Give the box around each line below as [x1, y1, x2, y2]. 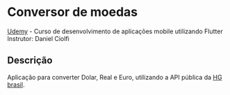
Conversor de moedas [7, 4, 138, 20]
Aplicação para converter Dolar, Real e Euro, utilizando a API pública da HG [7, 73, 222, 81]
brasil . [7, 80, 25, 89]
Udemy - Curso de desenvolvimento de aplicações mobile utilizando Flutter [7, 27, 224, 35]
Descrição [7, 55, 53, 67]
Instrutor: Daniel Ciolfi [7, 34, 69, 42]
